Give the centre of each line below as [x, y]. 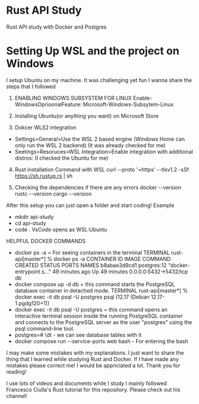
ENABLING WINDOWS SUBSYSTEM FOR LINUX [73, 98]
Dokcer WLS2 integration [45, 127]
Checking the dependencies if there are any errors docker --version [98, 187]
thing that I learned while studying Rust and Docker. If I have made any [93, 359]
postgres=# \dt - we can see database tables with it [78, 335]
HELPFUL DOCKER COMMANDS [46, 241]
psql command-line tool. [45, 328]
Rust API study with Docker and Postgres [56, 27]
